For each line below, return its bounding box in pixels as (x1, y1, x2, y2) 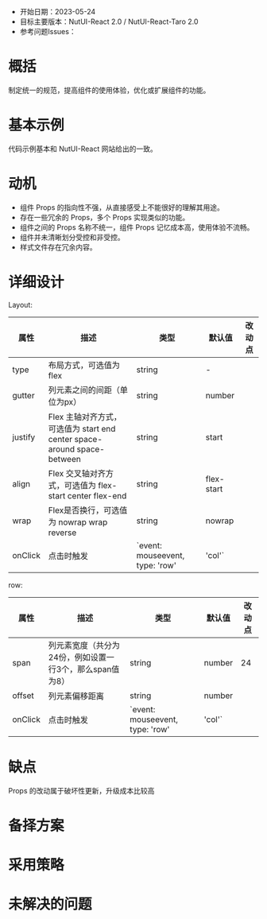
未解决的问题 (8, 895, 93, 913)
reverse (48, 527, 77, 538)
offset (12, 690, 34, 701)
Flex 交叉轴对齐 (48, 467, 106, 479)
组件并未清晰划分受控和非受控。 (19, 232, 125, 242)
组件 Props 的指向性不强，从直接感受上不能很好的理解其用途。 (19, 202, 225, 212)
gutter (12, 390, 35, 401)
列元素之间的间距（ (48, 384, 121, 395)
